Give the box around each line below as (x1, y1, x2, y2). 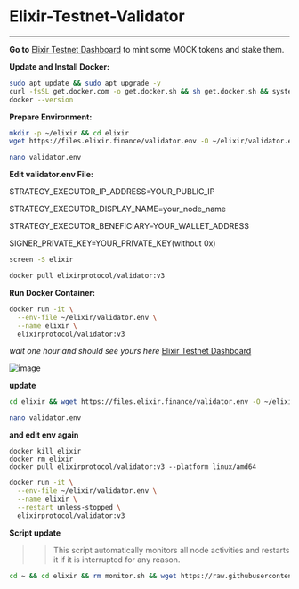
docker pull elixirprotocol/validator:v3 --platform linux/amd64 (9, 462, 256, 471)
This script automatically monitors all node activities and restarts (53, 544, 290, 555)
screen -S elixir (9, 256, 74, 265)
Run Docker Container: (9, 287, 96, 298)
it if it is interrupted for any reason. (53, 554, 181, 565)
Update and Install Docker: (9, 61, 109, 72)
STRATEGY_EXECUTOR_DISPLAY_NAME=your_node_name (9, 203, 227, 215)
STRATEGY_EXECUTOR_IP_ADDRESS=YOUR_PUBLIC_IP (9, 186, 215, 197)
